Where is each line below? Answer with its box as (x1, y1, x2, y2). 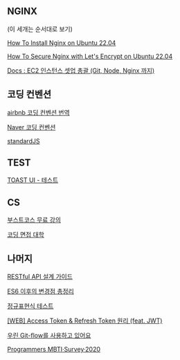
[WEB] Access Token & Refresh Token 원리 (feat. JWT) (7, 316, 163, 325)
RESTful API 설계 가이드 (7, 273, 73, 281)
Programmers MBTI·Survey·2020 (7, 345, 101, 354)
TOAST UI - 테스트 (7, 176, 59, 184)
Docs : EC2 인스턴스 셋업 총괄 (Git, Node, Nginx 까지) (7, 66, 155, 75)
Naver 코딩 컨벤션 (7, 123, 56, 131)
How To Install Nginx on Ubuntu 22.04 (7, 38, 116, 47)
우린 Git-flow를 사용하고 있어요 (7, 332, 91, 340)
